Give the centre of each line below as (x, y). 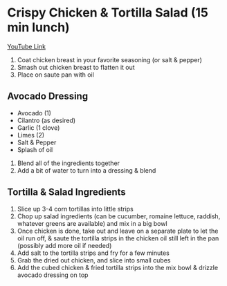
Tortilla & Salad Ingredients (66, 192)
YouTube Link (27, 46)
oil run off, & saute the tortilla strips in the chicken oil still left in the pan (118, 238)
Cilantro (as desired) (46, 120)
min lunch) (39, 27)
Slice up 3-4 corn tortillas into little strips (75, 209)
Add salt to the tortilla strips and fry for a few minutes (93, 253)
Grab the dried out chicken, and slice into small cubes (94, 260)
